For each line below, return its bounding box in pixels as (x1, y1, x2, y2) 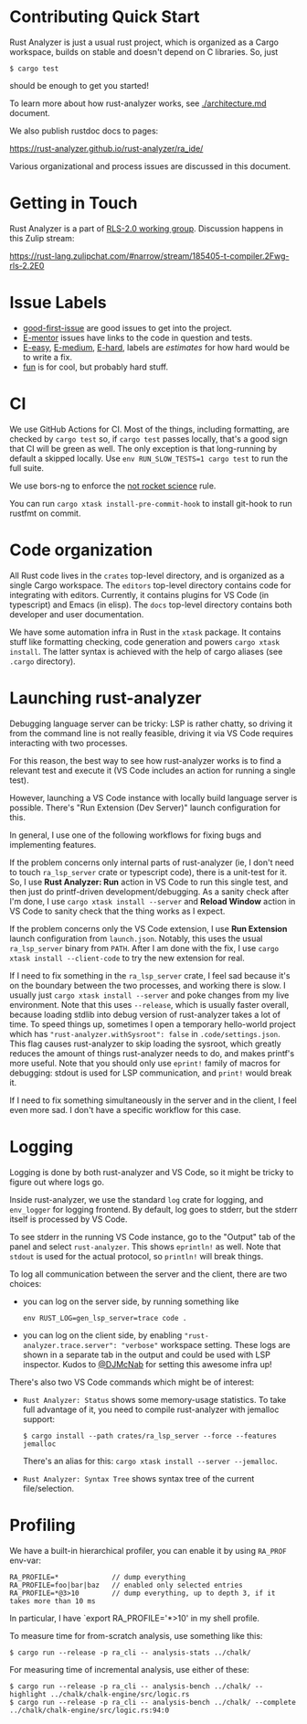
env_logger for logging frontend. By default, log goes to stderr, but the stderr (9, 1204, 298, 1215)
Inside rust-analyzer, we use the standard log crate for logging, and (9, 1194, 264, 1205)
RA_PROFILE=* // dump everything (9, 1572, 185, 1581)
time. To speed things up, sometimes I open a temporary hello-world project (9, 1018, 296, 1030)
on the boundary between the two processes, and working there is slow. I (9, 980, 286, 990)
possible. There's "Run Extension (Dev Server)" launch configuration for (9, 802, 281, 813)
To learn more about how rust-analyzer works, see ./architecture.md (9, 98, 267, 109)
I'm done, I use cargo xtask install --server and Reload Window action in (9, 895, 296, 906)
